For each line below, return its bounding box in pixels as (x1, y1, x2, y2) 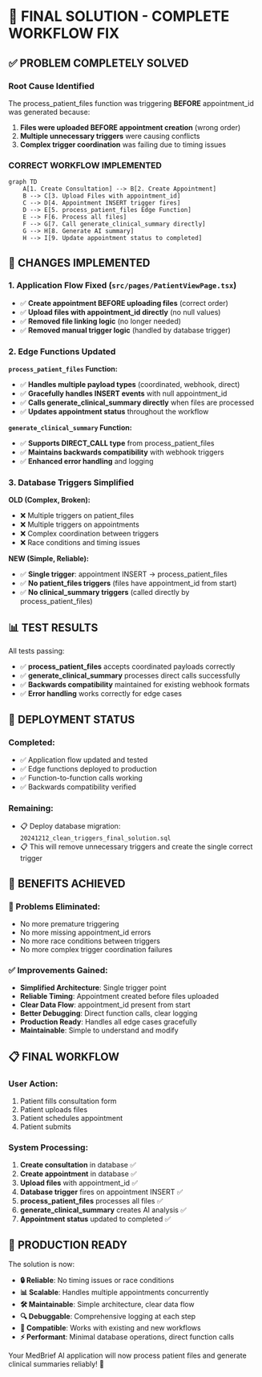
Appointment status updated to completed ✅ (19, 1214, 171, 1224)
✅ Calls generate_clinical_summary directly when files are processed (19, 397, 255, 408)
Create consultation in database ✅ (19, 1160, 136, 1170)
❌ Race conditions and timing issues (19, 538, 140, 548)
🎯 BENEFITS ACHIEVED (8, 877, 126, 890)
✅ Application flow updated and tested (19, 755, 148, 764)
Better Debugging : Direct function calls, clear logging (19, 1008, 198, 1018)
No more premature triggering (19, 919, 119, 928)
